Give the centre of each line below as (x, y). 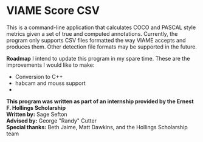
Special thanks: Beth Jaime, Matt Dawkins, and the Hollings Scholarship (97, 127)
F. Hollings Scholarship (36, 107)
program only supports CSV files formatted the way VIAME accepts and (96, 40)
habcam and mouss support (50, 83)
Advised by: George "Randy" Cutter (52, 120)
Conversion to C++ (39, 76)
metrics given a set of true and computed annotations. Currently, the (92, 33)
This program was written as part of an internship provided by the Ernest (100, 101)
